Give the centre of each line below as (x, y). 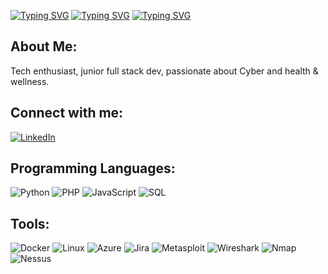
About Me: (44, 46)
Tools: (30, 223)
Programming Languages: (93, 168)
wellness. (30, 81)
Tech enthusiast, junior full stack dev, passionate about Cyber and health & (164, 71)
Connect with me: (67, 113)
